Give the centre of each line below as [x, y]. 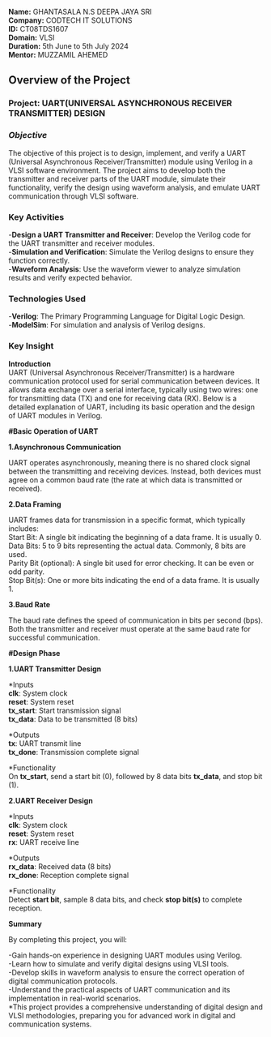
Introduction [30, 363]
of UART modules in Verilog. [55, 415]
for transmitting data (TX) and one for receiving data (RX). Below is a [123, 398]
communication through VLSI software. [74, 196]
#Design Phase [34, 653]
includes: [23, 528]
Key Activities [36, 216]
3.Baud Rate [30, 604]
